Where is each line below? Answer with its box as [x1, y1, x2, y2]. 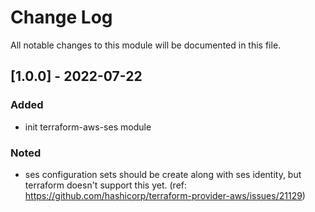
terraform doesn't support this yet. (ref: [24, 179, 188, 191]
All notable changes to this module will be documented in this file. [10, 39, 282, 51]
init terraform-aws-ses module [24, 121, 152, 133]
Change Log [10, 6, 113, 29]
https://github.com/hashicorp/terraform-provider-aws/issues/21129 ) [24, 189, 306, 201]
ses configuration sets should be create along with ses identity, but [24, 168, 302, 180]
